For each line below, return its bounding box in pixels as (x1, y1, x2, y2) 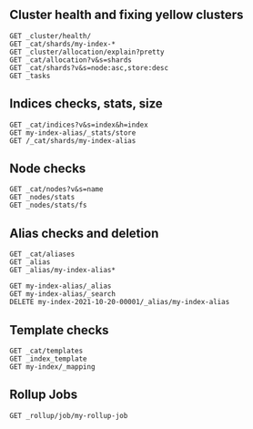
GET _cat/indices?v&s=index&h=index (9, 120, 148, 129)
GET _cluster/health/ (9, 31, 92, 40)
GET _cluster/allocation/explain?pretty (9, 47, 166, 56)
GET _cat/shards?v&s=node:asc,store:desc (9, 63, 169, 72)
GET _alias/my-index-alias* (9, 266, 116, 275)
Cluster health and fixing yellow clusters (9, 7, 244, 23)
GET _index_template (9, 354, 88, 363)
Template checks (9, 322, 109, 338)
